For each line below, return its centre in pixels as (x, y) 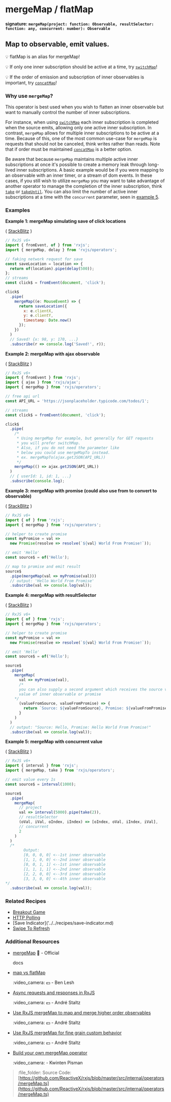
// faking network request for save (44, 259)
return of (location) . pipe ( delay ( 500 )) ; (52, 268)
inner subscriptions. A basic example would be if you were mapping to (90, 170)
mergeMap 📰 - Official (36, 953)
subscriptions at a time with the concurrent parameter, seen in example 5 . (82, 197)
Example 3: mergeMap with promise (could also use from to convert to (81, 490)
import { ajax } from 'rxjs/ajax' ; (43, 382)
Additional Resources (32, 942)
